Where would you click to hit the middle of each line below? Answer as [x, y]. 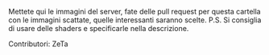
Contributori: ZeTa [38, 44]
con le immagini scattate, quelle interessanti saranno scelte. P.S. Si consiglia [135, 20]
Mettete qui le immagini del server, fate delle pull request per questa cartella [134, 12]
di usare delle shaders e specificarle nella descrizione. [99, 28]
